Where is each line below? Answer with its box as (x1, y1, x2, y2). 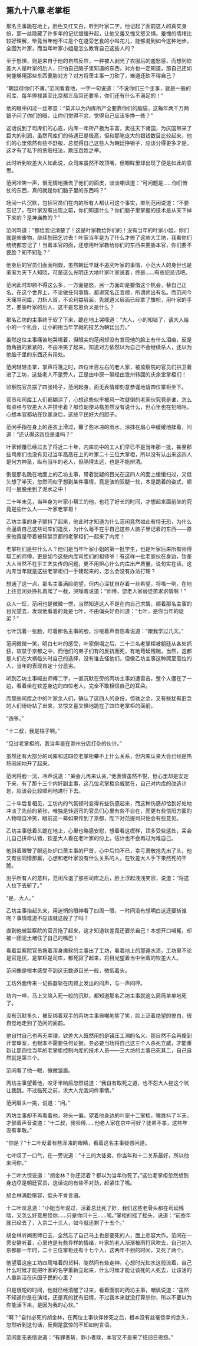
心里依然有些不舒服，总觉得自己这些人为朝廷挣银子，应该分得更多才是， (16, 139, 192, 146)
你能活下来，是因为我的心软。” (6, 1301, 78, 1308)
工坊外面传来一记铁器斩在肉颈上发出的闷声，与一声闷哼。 (6, 979, 146, 986)
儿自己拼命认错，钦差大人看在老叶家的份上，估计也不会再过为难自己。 (6, 834, 177, 841)
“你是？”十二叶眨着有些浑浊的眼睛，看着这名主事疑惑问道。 (6, 1139, 150, 1146)
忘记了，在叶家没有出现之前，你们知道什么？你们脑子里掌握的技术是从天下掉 (6, 206, 192, 214)
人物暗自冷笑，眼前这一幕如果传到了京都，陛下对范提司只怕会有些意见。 (6, 814, 181, 821)
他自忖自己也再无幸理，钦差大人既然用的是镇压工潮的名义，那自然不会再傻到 (6, 1032, 192, 1039)
